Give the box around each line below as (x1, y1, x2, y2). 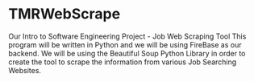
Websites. (8, 65, 42, 75)
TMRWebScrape (8, 5, 121, 23)
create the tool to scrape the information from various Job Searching (8, 57, 237, 67)
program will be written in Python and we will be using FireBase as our (8, 39, 242, 49)
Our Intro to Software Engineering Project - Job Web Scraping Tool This (8, 31, 247, 41)
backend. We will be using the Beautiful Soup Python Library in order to (8, 48, 246, 58)
